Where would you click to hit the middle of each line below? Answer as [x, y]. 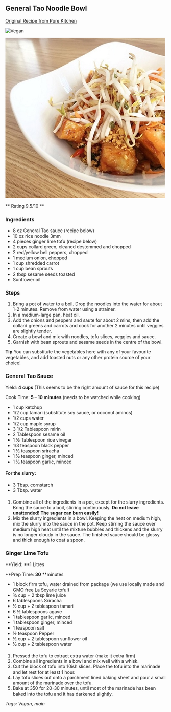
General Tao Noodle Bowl [46, 8]
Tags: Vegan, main [25, 704]
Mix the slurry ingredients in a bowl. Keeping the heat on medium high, [87, 518]
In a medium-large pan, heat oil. [46, 315]
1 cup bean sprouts [33, 269]
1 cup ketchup [27, 407]
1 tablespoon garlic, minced [42, 617]
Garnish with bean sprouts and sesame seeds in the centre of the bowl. [88, 342]
